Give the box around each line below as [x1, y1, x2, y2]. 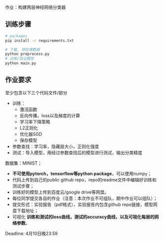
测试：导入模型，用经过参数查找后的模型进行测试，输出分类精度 [12, 150, 142, 156]
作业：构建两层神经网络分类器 [5, 4, 66, 10]
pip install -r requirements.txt [5, 38, 74, 43]
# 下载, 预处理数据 [5, 47, 40, 52]
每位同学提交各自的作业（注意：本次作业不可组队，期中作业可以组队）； [12, 195, 158, 201]
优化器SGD [19, 131, 42, 137]
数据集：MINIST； [5, 160, 42, 166]
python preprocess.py [5, 51, 50, 57]
